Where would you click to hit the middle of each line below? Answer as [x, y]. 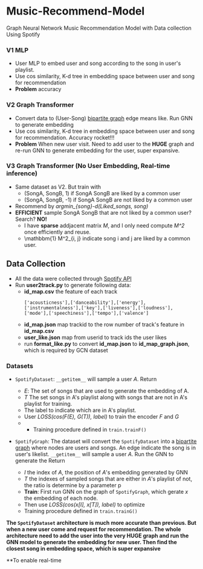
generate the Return [40, 460]
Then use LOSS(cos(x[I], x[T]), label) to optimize [84, 504]
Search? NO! [31, 219]
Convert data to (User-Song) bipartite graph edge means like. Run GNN [104, 118]
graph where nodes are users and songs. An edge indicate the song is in [105, 448]
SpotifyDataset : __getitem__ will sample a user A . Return [86, 379]
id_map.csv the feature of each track [71, 291]
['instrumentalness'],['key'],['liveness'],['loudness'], [98, 308]
